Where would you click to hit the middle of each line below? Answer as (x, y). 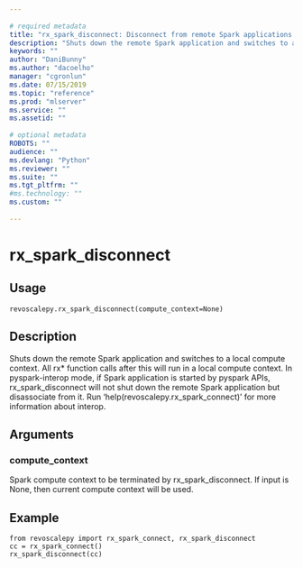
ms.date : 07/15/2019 (48, 85)
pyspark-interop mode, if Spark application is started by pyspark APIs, (140, 377)
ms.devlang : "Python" (50, 160)
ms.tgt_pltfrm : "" (44, 186)
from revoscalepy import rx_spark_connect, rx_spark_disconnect (133, 539)
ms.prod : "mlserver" (48, 101)
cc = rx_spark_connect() (56, 546)
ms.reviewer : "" (40, 169)
